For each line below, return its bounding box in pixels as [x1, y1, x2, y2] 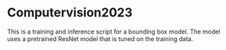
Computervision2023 [7, 5, 133, 21]
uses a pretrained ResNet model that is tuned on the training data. [7, 34, 194, 42]
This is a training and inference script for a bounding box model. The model [7, 27, 221, 36]
